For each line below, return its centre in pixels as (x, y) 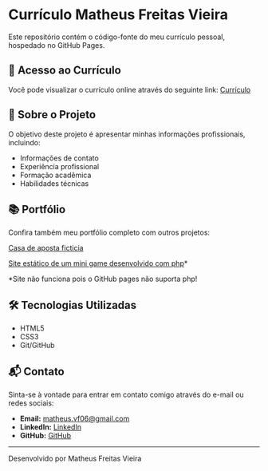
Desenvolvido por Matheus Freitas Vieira (75, 458)
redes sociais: (31, 403)
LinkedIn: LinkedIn (51, 427)
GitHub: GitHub (45, 435)
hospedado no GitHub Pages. (57, 45)
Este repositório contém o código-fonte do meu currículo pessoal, (117, 37)
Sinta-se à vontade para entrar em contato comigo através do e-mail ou (126, 394)
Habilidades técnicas (54, 183)
